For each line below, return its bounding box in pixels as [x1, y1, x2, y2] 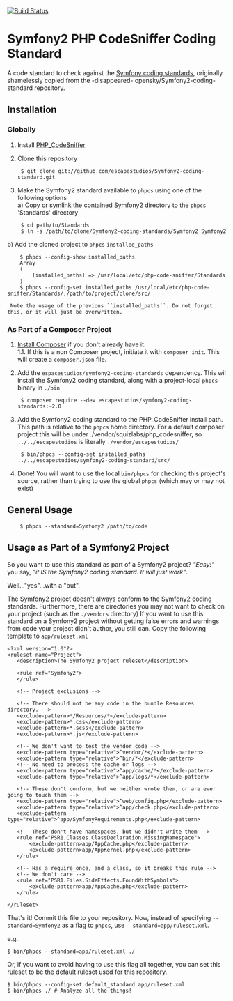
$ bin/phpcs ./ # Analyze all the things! [7, 987, 132, 994]
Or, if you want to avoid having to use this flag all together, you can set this [7, 960, 221, 968]
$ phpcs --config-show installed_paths [19, 253, 136, 261]
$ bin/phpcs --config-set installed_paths [20, 450, 146, 458]
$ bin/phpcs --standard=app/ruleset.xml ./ [7, 948, 136, 955]
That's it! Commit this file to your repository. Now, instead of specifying [7, 913, 211, 922]
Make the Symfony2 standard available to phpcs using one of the [17, 185, 202, 194]
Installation [7, 104, 57, 116]
